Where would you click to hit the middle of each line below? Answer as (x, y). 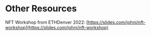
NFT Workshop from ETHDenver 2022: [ (47, 22)
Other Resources (41, 9)
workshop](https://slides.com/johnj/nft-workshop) (57, 27)
